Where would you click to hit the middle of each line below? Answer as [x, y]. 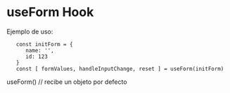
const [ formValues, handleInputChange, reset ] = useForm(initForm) [120, 69]
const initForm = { [44, 44]
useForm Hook [50, 12]
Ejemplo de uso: [30, 31]
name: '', [39, 50]
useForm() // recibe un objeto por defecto [67, 82]
